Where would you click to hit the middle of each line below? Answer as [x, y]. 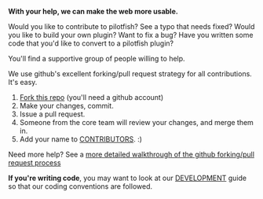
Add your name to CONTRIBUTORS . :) [81, 139]
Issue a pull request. [52, 114]
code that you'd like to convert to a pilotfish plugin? [91, 43]
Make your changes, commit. [66, 106]
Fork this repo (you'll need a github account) [91, 97]
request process [35, 163]
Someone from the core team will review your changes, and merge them [136, 122]
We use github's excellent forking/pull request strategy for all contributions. [130, 74]
